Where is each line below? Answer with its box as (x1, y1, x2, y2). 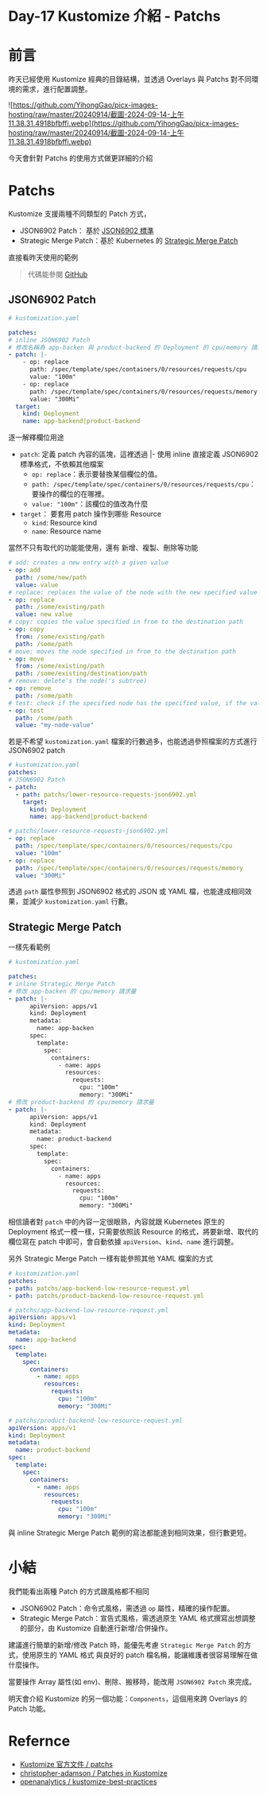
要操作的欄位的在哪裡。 (31, 490, 109, 499)
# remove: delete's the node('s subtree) (8, 677, 148, 685)
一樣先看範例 (8, 943, 50, 952)
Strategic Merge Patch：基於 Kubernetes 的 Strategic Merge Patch (19, 236, 238, 246)
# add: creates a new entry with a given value (8, 559, 169, 567)
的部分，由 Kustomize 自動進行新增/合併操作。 (19, 1623, 172, 1633)
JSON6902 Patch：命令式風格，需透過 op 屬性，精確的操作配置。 (19, 1603, 234, 1613)
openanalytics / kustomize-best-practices (19, 1777, 157, 1786)
